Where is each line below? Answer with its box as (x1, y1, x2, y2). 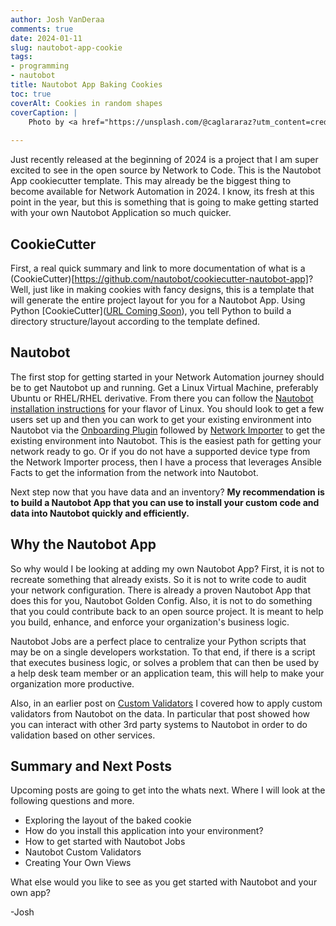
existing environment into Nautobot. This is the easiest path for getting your (10, 434, 322, 446)
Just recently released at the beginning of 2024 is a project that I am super (10, 154, 319, 166)
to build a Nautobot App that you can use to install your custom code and (10, 496, 320, 508)
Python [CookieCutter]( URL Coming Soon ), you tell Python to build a (10, 304, 292, 316)
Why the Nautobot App (10, 536, 157, 553)
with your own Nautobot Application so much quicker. (10, 207, 232, 219)
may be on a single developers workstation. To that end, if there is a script (10, 646, 316, 658)
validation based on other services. (10, 729, 156, 741)
